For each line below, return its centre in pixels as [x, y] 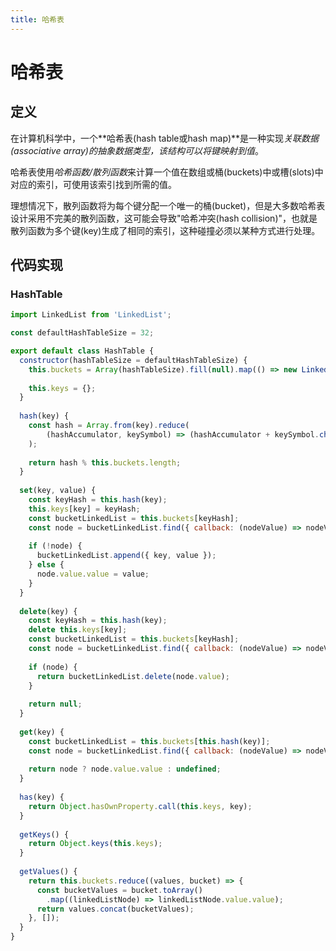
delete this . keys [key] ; [78, 630]
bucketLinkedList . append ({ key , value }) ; [126, 556]
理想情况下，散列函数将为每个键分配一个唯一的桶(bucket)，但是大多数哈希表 [168, 205]
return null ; [55, 704]
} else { [46, 565]
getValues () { [48, 872]
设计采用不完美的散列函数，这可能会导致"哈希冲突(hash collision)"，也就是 [164, 218]
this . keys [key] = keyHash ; [84, 509]
